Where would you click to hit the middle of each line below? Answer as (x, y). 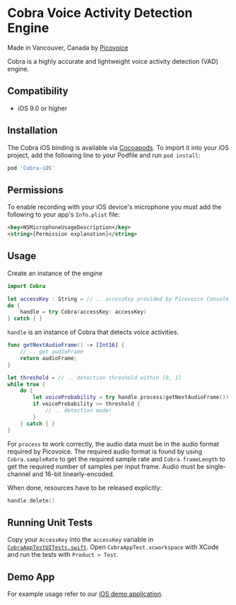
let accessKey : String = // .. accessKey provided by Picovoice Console (118, 299)
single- (216, 466)
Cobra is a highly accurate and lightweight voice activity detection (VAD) (113, 61)
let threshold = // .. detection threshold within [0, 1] (94, 378)
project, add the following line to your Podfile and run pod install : (104, 155)
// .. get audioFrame (52, 352)
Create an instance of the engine (55, 273)
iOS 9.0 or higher (42, 108)
